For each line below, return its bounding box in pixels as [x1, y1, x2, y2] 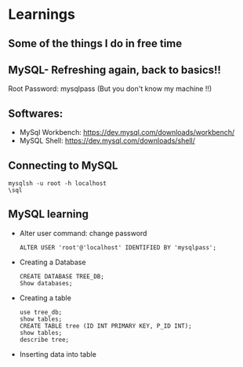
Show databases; [19, 279, 73, 287]
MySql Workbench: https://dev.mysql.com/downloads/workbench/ [19, 128, 235, 137]
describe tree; [19, 336, 70, 343]
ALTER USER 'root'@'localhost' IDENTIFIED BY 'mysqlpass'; [19, 243, 217, 252]
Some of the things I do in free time [8, 37, 183, 50]
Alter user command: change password [19, 228, 147, 238]
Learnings [8, 5, 76, 24]
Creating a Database [19, 257, 86, 267]
